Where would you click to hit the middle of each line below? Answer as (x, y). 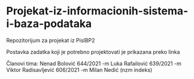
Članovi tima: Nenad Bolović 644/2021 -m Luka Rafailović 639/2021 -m (94, 63)
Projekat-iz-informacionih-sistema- (97, 11)
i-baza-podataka (49, 24)
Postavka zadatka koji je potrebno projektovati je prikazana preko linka (93, 51)
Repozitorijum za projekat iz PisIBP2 (51, 40)
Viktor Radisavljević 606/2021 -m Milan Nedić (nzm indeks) (79, 69)
